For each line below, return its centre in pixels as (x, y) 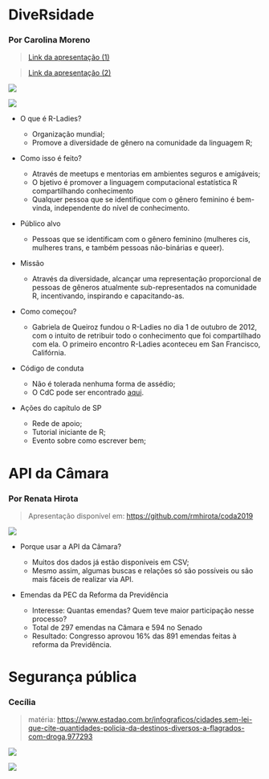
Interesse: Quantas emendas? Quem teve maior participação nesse (143, 610)
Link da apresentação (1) (69, 57)
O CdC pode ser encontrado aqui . (88, 392)
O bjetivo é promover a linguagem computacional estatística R (134, 182)
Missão (32, 264)
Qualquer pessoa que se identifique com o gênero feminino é (133, 199)
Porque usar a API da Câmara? (71, 546)
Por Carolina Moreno (49, 40)
